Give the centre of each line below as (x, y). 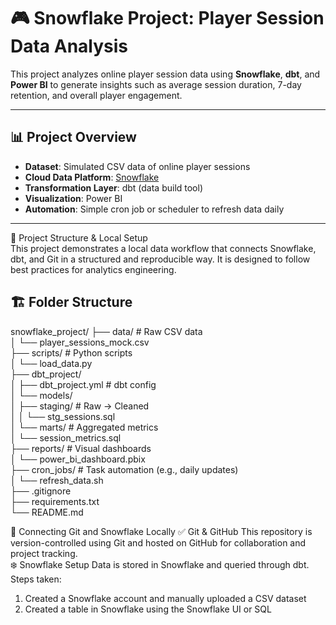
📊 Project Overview (73, 137)
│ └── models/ (41, 395)
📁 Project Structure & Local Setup (79, 237)
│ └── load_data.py (51, 363)
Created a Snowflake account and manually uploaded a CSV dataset (165, 598)
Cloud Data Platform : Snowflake (92, 177)
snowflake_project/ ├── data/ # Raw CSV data (106, 331)
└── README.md (47, 512)
